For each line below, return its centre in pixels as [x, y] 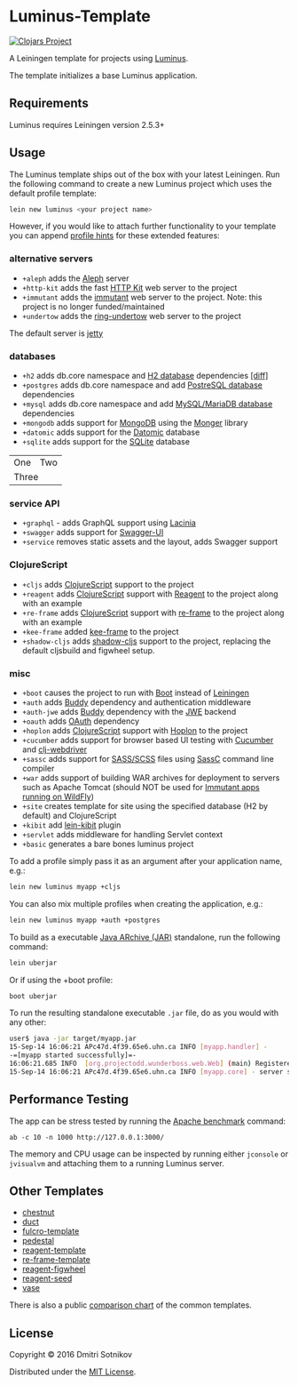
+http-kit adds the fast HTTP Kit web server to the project [129, 287]
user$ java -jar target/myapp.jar [73, 1039]
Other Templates [56, 1191]
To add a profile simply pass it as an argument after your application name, [146, 861]
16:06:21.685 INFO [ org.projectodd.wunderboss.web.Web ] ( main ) [130, 1064]
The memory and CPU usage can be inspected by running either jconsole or [149, 1154]
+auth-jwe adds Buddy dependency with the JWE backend [129, 711]
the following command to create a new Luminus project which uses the [141, 183]
